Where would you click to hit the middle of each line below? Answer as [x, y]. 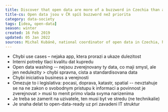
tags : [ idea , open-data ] [31, 24]
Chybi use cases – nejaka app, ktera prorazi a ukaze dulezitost [77, 56]
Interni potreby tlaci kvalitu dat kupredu [53, 61]
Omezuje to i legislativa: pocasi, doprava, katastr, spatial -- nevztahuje [85, 83]
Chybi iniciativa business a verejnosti [50, 77]
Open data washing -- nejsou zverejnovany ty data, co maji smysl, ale [84, 67]
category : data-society [30, 19]
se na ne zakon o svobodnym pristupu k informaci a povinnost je [79, 88]
